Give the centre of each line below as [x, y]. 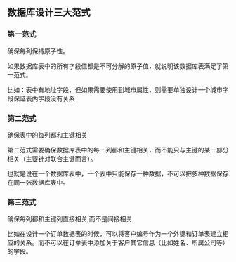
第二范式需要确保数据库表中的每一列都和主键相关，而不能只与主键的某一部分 [118, 150]
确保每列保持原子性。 [38, 51]
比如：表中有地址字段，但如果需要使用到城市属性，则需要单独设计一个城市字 [118, 89]
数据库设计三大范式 [49, 13]
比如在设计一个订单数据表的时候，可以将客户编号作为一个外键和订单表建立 [115, 234]
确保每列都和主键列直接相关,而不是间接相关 [70, 219]
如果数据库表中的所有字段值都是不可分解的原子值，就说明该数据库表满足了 [115, 66]
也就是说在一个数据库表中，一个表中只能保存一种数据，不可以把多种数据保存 [118, 173]
